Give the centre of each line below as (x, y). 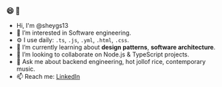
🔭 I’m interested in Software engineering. (73, 33)
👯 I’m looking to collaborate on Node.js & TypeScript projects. (102, 54)
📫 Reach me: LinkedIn (48, 77)
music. (26, 69)
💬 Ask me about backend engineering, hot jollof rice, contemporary (111, 62)
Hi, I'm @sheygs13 (42, 26)
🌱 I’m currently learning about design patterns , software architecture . (116, 48)
